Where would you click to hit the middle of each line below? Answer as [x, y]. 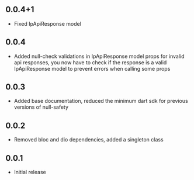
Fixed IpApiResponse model [47, 23]
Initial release [30, 172]
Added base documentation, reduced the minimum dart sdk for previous [101, 101]
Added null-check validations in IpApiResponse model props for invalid [99, 56]
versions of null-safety [41, 107]
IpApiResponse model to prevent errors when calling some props [92, 68]
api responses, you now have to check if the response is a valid [90, 62]
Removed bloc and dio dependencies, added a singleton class [89, 140]
